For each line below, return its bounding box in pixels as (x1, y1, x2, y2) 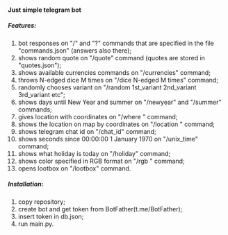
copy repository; (17, 198, 65, 206)
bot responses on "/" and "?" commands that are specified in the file (17, 39, 215, 47)
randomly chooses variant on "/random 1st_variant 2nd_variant (17, 83, 197, 92)
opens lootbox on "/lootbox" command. (17, 164, 131, 173)
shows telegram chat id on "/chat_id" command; (17, 127, 157, 135)
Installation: (8, 180, 44, 189)
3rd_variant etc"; (17, 90, 65, 98)
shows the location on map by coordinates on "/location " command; (17, 120, 215, 128)
